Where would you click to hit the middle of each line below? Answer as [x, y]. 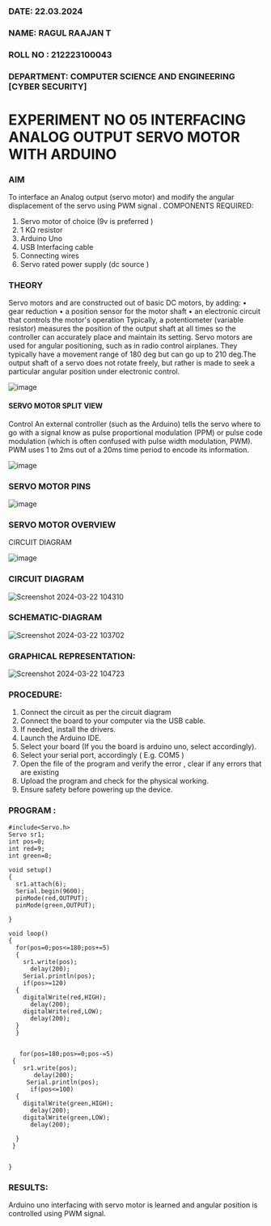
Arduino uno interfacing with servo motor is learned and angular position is [133, 1205]
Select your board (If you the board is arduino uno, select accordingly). [138, 746]
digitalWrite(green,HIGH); [68, 1103]
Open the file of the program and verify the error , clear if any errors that [141, 764]
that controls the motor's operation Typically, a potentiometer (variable [126, 320]
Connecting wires [49, 256]
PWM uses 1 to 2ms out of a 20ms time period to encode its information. [129, 450]
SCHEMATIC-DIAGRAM [55, 618]
